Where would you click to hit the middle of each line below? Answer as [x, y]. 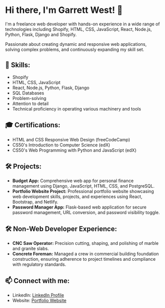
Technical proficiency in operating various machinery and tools [77, 108]
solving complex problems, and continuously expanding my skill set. [75, 49]
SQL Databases [28, 93]
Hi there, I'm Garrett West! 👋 [64, 10]
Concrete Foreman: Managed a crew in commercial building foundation [85, 254]
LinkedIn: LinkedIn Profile [38, 295]
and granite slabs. [30, 249]
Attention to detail [30, 103]
